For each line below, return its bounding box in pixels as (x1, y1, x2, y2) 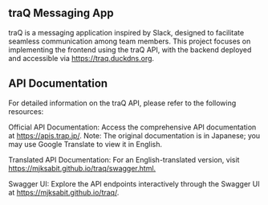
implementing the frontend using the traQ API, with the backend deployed (8, 44, 252, 55)
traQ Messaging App (8, 6, 114, 20)
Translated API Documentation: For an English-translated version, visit (8, 154, 240, 164)
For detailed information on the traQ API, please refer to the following (8, 98, 237, 108)
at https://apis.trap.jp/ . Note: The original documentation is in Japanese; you (8, 130, 261, 140)
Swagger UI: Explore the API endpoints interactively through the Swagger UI (8, 178, 260, 188)
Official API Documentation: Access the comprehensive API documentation (8, 122, 257, 132)
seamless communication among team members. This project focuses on (8, 36, 251, 46)
